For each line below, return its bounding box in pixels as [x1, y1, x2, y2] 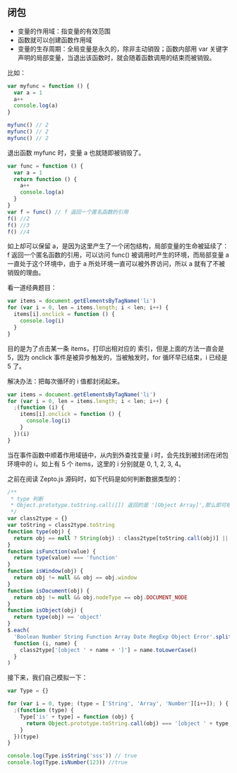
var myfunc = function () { [7, 82, 90, 90]
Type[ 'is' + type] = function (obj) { [20, 713, 134, 720]
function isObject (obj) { [7, 607, 83, 614]
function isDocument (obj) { [7, 587, 90, 594]
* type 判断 [10, 495, 44, 502]
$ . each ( [7, 627, 30, 634]
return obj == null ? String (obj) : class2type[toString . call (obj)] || [13, 535, 229, 542]
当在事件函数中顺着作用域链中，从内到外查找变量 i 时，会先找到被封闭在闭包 [7, 451, 229, 459]
